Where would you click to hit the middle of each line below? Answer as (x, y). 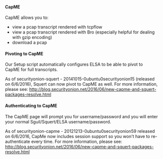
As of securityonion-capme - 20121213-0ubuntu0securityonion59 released (80, 131)
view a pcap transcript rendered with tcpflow (57, 27)
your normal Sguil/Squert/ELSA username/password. (58, 122)
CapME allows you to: (27, 18)
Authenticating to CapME (31, 106)
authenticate (18, 141)
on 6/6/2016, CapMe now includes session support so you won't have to (78, 136)
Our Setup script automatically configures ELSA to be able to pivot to (74, 64)
